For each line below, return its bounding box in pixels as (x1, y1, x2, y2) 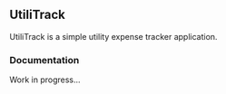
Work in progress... (9, 74, 81, 85)
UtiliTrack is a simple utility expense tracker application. (9, 31, 218, 42)
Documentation (9, 53, 80, 66)
